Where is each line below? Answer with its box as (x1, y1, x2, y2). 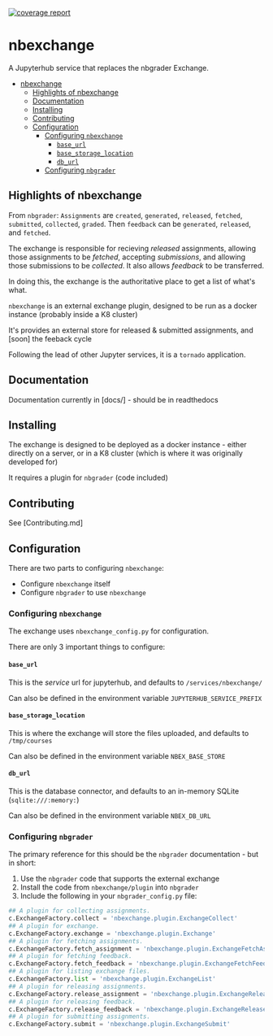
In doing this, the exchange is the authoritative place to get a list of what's (8, 276, 256, 286)
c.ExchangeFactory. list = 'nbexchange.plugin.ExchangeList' (8, 975, 217, 983)
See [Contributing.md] (8, 518, 84, 528)
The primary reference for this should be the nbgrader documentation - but (8, 850, 258, 860)
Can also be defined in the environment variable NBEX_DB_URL (8, 810, 211, 821)
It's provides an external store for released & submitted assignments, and (8, 325, 253, 335)
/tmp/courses (8, 737, 53, 745)
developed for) (8, 457, 58, 467)
